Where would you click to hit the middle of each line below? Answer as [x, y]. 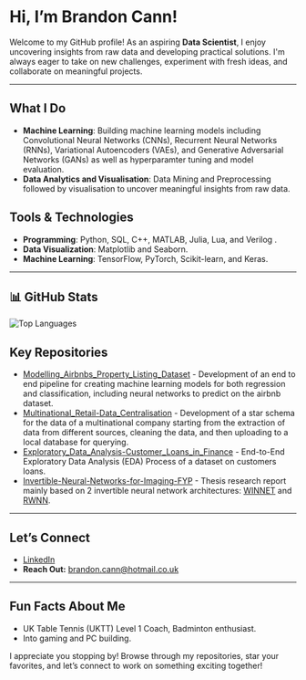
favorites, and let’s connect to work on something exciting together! [136, 665]
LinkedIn [39, 560]
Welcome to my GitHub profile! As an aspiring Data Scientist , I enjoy [138, 42]
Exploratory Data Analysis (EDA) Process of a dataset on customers [149, 462]
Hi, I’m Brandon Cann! [93, 17]
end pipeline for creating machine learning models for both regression [154, 384]
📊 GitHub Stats [54, 297]
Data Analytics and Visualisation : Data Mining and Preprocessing [147, 179]
